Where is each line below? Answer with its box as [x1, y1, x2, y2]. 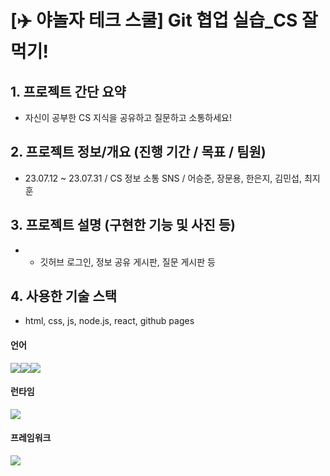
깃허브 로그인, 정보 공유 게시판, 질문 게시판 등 [39, 256, 216, 268]
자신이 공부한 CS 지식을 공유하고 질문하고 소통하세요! [24, 112, 233, 123]
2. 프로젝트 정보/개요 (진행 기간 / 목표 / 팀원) [10, 144, 267, 161]
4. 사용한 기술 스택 [10, 288, 118, 305]
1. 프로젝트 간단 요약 [10, 83, 127, 100]
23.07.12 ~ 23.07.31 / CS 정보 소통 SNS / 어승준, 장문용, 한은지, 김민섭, [24, 172, 302, 184]
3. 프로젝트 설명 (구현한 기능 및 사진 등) [10, 217, 236, 234]
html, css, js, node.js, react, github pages [24, 315, 195, 327]
